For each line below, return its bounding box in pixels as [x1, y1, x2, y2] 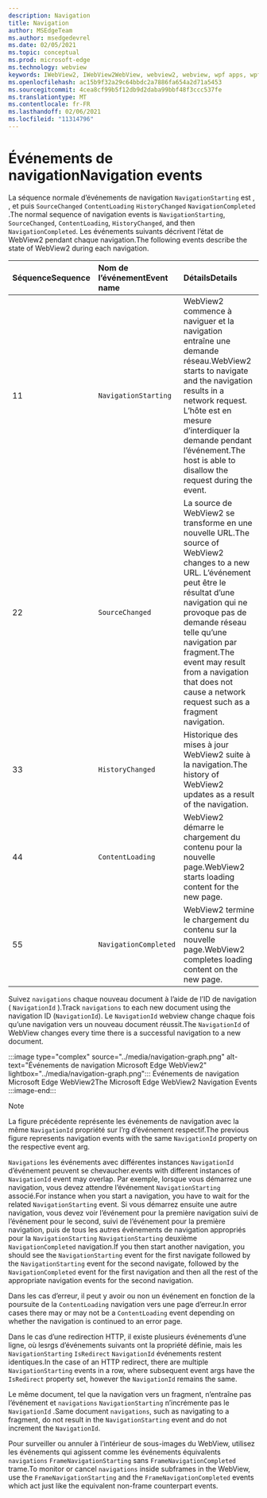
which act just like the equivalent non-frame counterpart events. [8, 1480, 219, 1490]
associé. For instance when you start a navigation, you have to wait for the [8, 1191, 250, 1200]
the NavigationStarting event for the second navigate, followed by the [8, 1259, 239, 1268]
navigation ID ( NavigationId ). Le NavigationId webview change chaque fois [8, 1011, 256, 1021]
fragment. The [183, 646, 234, 657]
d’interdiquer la [183, 425, 240, 436]
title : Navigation [8, 19, 69, 27]
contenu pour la [183, 841, 242, 852]
